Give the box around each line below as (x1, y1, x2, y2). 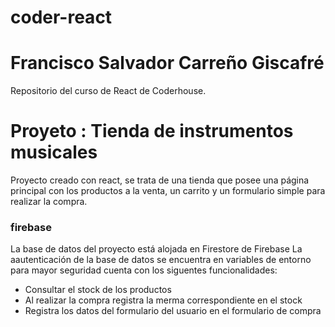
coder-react (10, 6, 113, 29)
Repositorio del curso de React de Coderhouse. (10, 85, 207, 97)
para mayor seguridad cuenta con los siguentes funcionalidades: (10, 264, 278, 276)
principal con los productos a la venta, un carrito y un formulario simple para (10, 185, 326, 197)
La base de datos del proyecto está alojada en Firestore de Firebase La (10, 243, 303, 255)
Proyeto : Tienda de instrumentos (10, 120, 294, 143)
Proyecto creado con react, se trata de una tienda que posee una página (10, 174, 310, 186)
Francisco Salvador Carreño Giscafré (10, 52, 325, 75)
